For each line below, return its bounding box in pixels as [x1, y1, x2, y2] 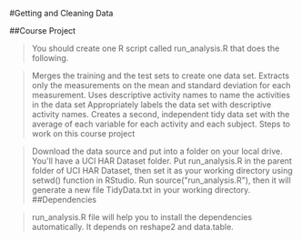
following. [31, 53, 69, 63]
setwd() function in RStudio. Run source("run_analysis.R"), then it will [31, 175, 291, 186]
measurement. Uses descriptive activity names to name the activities [31, 90, 291, 100]
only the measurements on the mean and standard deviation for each [31, 80, 291, 90]
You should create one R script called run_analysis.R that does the [31, 43, 280, 54]
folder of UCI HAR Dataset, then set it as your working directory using [31, 166, 293, 176]
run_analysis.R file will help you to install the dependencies [31, 212, 253, 222]
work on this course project [31, 128, 136, 139]
